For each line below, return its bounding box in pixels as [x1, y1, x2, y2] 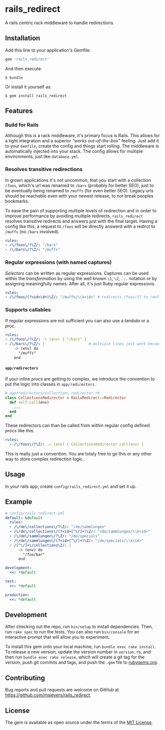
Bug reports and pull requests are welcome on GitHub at [5, 687, 119, 693]
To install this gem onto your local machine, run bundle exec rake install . [5, 644, 156, 650]
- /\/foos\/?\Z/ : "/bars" [5, 243, 58, 247]
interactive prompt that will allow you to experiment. [5, 634, 110, 640]
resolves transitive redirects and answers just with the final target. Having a [5, 218, 158, 224]
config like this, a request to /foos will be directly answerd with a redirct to [5, 223, 156, 229]
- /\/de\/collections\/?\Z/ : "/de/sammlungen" [9, 524, 107, 529]
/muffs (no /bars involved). [5, 228, 60, 235]
